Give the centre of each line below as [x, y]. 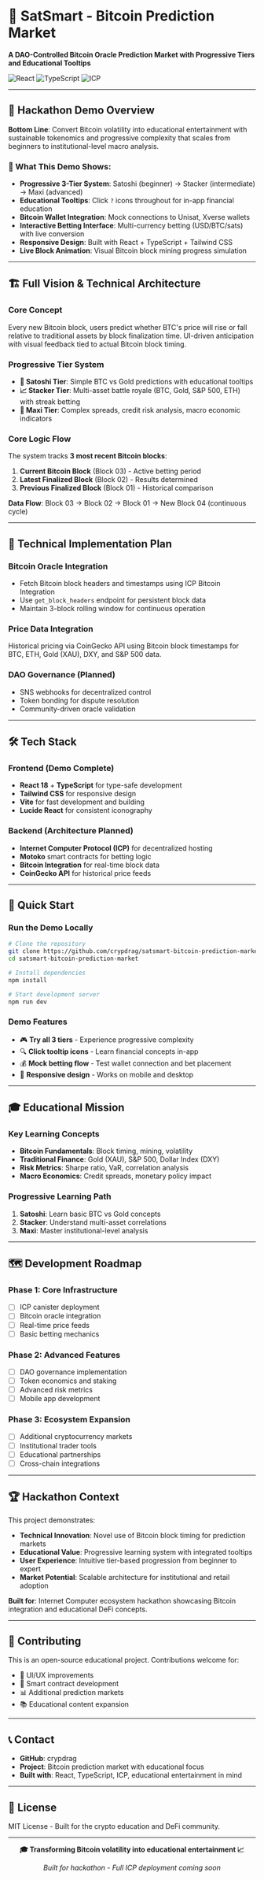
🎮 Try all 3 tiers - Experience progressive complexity [106, 1040]
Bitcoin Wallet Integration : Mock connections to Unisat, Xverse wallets [134, 217]
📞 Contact [31, 1739]
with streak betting [50, 402]
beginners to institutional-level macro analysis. [84, 146]
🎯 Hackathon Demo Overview [81, 111]
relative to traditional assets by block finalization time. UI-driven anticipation [131, 336]
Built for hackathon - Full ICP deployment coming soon [132, 1867]
